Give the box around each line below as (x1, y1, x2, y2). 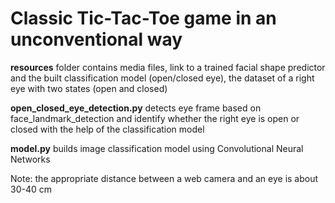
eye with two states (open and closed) (10, 82, 168, 94)
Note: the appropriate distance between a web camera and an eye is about (10, 172, 319, 184)
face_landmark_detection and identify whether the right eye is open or (10, 112, 300, 124)
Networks (10, 153, 51, 165)
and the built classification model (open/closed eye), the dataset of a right (10, 72, 315, 84)
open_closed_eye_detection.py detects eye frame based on (10, 102, 262, 114)
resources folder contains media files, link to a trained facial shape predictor (10, 61, 326, 73)
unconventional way (10, 28, 183, 51)
